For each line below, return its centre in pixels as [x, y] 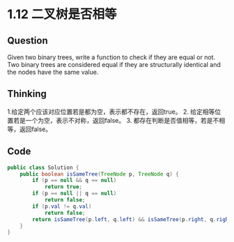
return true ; [63, 187]
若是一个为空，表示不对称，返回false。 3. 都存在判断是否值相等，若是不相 [119, 120]
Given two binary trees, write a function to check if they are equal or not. [111, 57]
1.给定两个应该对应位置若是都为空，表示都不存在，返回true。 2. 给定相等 [111, 112]
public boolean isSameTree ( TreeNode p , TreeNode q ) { [99, 174]
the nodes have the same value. [53, 72]
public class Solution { [43, 167]
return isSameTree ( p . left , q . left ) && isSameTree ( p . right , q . [124, 219]
